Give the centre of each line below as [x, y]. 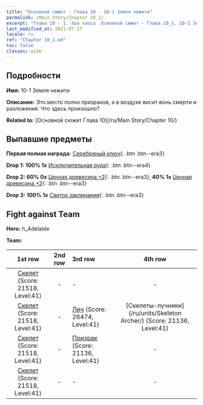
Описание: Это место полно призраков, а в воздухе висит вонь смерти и [101, 102]
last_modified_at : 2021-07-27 [44, 29]
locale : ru [20, 34]
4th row [155, 259]
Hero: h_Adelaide [28, 229]
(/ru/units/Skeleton [155, 313]
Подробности [34, 76]
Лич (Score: [89, 309]
